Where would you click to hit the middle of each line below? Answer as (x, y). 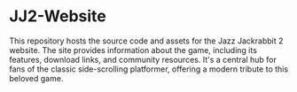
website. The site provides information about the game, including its (133, 50)
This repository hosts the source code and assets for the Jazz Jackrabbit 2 (146, 41)
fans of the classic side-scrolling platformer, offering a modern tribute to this (149, 69)
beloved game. (36, 78)
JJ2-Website (58, 16)
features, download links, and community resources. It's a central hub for (143, 59)
